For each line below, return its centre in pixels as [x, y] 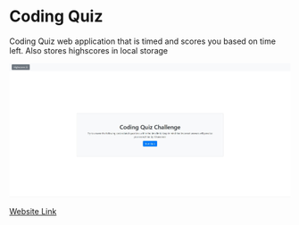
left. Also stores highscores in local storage [88, 50]
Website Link [33, 212]
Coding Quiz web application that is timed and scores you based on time [143, 41]
